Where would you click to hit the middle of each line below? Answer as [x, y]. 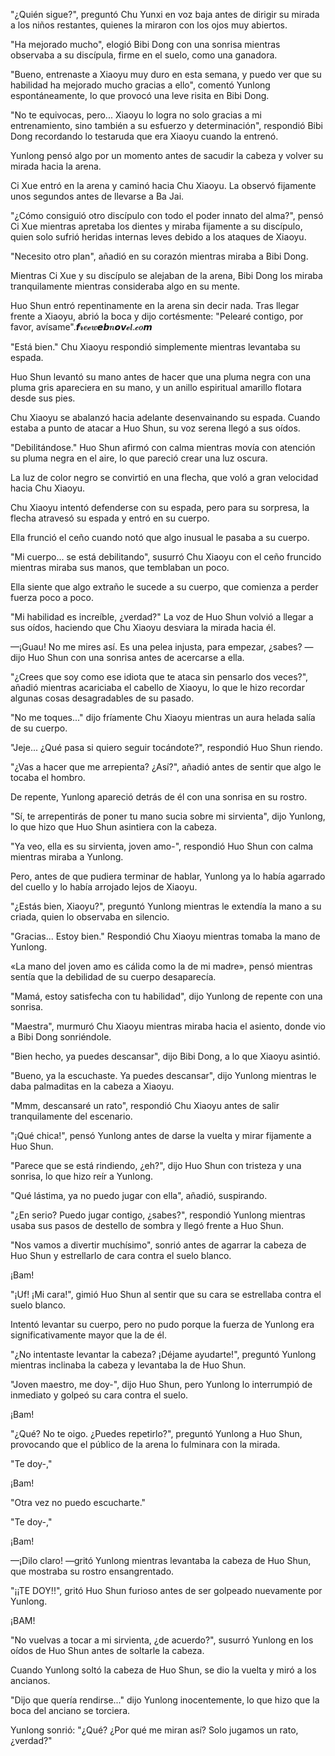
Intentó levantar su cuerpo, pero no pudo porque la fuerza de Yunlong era [162, 1324]
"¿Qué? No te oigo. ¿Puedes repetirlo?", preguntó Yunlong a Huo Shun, [156, 1433]
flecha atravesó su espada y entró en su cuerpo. [110, 518]
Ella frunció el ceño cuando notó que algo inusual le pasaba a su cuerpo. [160, 537]
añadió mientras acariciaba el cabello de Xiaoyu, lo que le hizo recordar [157, 687]
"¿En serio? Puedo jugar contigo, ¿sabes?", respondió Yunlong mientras [158, 1215]
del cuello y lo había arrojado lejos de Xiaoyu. [104, 887]
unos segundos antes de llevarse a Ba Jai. [97, 196]
